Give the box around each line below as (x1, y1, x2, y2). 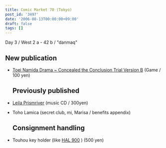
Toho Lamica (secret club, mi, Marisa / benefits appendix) (12, 109, 131, 115)
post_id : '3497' (5, 12, 39, 17)
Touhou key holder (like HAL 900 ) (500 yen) (12, 137, 104, 143)
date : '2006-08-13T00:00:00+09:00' (5, 16, 79, 21)
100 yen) (12, 72, 31, 78)
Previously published (12, 86, 80, 95)
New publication (5, 54, 57, 62)
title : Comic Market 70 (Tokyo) (5, 7, 72, 12)
